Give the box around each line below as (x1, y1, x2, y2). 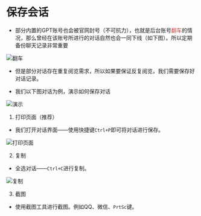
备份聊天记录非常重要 (14, 42, 68, 49)
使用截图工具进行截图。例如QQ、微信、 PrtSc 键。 (14, 203, 138, 210)
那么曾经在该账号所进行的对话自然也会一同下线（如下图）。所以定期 (25, 34, 193, 41)
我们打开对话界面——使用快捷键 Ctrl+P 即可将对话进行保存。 (14, 126, 164, 133)
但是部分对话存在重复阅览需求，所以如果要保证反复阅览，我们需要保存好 (14, 67, 195, 74)
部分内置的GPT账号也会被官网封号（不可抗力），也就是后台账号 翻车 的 (14, 27, 188, 34)
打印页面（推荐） (14, 113, 58, 121)
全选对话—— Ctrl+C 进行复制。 (14, 164, 90, 172)
